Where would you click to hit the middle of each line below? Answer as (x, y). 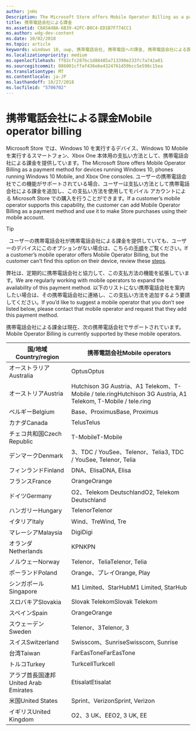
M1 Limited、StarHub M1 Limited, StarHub (129, 587)
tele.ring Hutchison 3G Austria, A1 (141, 394)
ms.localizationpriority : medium (47, 55)
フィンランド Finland (36, 470)
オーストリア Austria (36, 393)
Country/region (37, 356)
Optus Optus (88, 371)
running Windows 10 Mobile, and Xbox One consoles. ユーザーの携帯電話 (94, 176)
